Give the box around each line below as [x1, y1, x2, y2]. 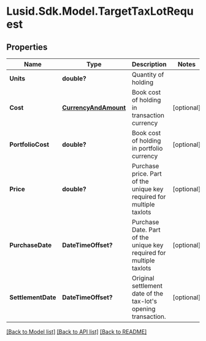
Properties [6, 42, 48, 52]
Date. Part [131, 225, 161, 234]
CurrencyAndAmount [62, 103, 126, 112]
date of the [131, 289, 164, 297]
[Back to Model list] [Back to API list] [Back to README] [6, 328, 147, 335]
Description [131, 60, 167, 68]
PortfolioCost [9, 140, 50, 149]
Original [131, 274, 154, 282]
